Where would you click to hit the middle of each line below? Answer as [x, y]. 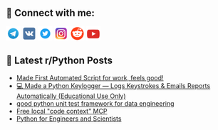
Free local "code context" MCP [62, 111]
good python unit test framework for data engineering [95, 103]
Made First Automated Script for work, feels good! [90, 77]
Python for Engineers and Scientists [69, 119]
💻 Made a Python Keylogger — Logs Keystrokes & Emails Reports [113, 85]
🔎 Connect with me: [50, 13]
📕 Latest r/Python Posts [59, 61]
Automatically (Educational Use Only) [71, 96]
